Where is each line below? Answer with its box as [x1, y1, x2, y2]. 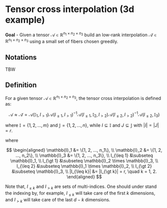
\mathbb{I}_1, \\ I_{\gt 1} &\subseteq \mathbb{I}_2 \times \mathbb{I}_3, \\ [10, 157, 158, 164]
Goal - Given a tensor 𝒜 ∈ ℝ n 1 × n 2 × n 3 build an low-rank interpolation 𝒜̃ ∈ [5, 31, 157, 38]
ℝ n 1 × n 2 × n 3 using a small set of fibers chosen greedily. [5, 37, 119, 44]
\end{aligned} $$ [66, 173, 102, 179]
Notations [5, 53, 37, 61]
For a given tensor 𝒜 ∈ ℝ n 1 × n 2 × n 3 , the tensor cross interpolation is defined [5, 94, 161, 101]
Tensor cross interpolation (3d [5, 4, 134, 15]
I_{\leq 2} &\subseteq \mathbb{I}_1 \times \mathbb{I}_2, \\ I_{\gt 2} [17, 163, 152, 169]
